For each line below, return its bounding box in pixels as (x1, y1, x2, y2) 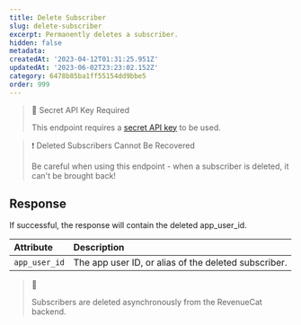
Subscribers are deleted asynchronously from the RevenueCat (31, 297, 262, 308)
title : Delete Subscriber (9, 13, 106, 22)
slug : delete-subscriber (9, 22, 102, 31)
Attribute (13, 242, 54, 254)
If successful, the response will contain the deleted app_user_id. (9, 220, 247, 231)
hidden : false (9, 38, 63, 48)
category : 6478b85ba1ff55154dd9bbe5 (9, 72, 146, 81)
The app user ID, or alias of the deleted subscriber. (73, 257, 288, 269)
